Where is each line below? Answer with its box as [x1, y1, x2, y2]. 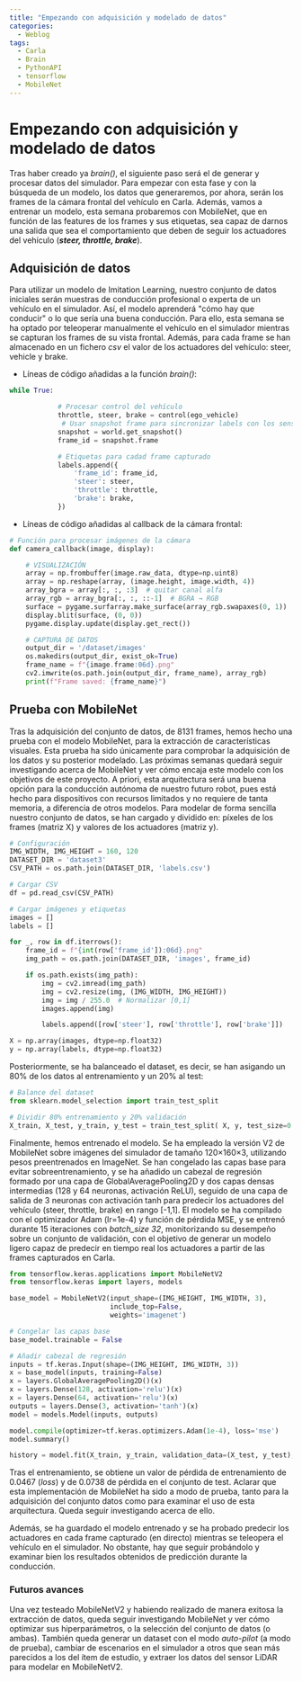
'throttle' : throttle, [73, 486, 159, 495]
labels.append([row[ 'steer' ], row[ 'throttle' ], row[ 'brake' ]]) [41, 1020, 283, 1030]
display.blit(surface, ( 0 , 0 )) [25, 611, 143, 620]
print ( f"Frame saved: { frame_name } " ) [25, 676, 167, 686]
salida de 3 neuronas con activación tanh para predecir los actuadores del [9, 1194, 285, 1205]
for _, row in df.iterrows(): [9, 937, 123, 947]
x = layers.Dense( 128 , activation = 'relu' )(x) [9, 1385, 182, 1394]
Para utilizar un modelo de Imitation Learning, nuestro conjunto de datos [9, 284, 277, 295]
